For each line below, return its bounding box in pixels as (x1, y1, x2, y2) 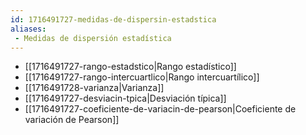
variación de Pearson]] (24, 114, 120, 126)
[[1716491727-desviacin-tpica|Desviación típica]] (24, 92, 227, 105)
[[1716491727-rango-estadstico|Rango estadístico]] (24, 61, 237, 73)
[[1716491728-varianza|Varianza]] (24, 82, 165, 94)
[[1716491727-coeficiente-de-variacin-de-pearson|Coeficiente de (24, 103, 297, 115)
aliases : (10, 24, 47, 34)
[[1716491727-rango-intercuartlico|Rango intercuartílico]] (24, 71, 260, 83)
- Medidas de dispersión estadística (14, 33, 172, 43)
